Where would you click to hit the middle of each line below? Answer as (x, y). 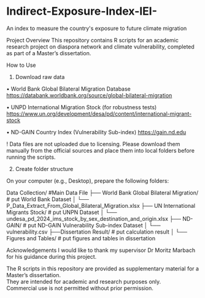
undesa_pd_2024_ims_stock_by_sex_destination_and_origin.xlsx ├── (94, 218)
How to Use (21, 65)
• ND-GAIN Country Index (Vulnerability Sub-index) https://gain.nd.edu (96, 132)
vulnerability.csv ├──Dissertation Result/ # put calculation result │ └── (97, 232)
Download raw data (40, 77)
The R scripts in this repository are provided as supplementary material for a (103, 269)
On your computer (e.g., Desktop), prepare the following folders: (88, 181)
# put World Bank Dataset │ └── (48, 199)
